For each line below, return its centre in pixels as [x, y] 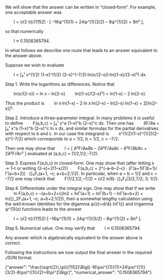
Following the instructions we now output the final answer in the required [79, 252]
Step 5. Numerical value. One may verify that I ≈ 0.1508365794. [73, 228]
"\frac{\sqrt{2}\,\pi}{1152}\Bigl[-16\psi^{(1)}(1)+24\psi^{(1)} [87, 267]
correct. [13, 243]
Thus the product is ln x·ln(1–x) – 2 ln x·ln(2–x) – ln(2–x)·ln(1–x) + [74, 103]
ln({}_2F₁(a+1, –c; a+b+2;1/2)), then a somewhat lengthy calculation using [79, 199]
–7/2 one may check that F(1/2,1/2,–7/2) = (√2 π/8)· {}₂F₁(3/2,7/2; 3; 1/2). [82, 179]
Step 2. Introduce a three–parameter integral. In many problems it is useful [80, 118]
